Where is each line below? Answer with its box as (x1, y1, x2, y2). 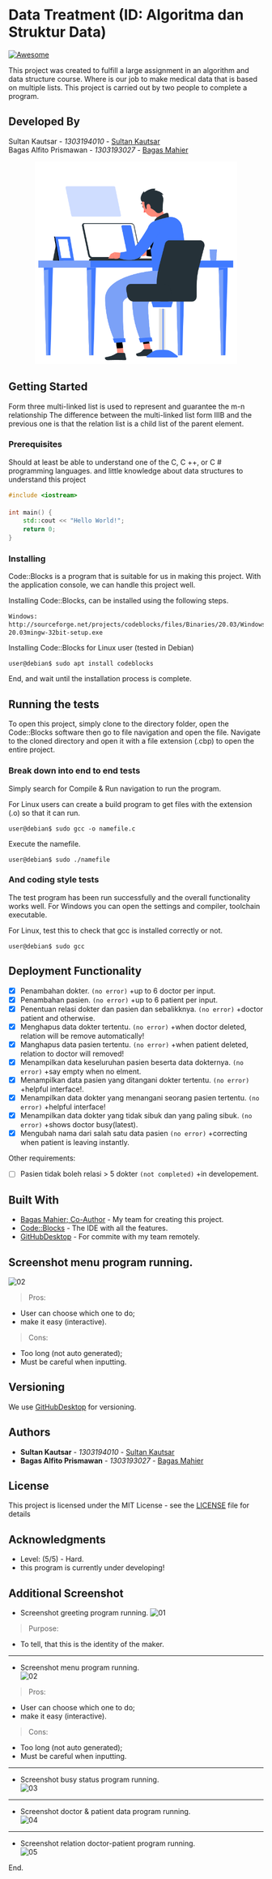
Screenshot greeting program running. (19, 1608, 149, 1617)
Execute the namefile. (8, 839, 81, 848)
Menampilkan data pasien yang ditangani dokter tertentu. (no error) (19, 1075, 249, 1084)
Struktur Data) (8, 23, 107, 41)
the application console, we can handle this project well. (8, 580, 196, 590)
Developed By (8, 115, 81, 129)
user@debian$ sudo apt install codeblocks (8, 659, 154, 668)
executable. (8, 910, 48, 920)
